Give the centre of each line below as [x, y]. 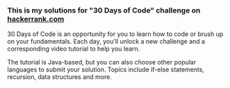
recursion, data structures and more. [60, 77]
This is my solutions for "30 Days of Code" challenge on [104, 10]
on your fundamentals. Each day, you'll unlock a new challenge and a [106, 42]
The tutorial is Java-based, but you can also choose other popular [102, 62]
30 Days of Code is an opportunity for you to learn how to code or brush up [115, 34]
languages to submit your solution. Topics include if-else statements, [106, 70]
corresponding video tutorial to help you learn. [74, 49]
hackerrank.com [36, 19]
